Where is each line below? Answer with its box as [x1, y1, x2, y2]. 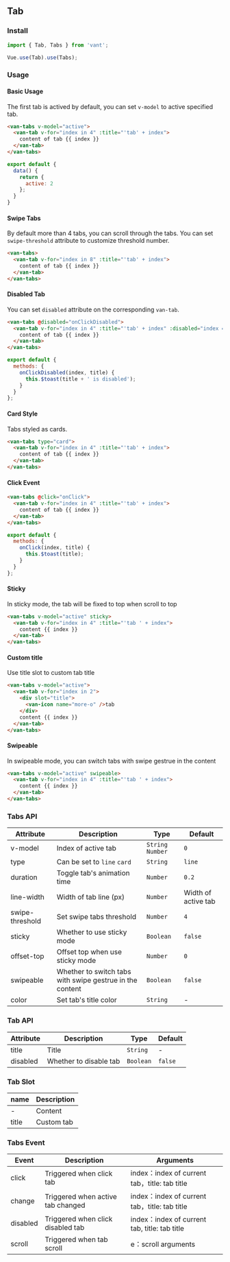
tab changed [44, 1200, 86, 1210]
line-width [10, 892, 44, 902]
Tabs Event [7, 1138, 45, 1147]
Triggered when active [44, 1192, 118, 1202]
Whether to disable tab [47, 1056, 120, 1066]
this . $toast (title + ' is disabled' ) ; [25, 375, 136, 383]
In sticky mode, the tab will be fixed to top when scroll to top [7, 599, 177, 608]
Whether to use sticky [56, 927, 127, 937]
